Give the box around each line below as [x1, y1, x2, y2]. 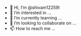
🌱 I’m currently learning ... [9, 15, 62, 20]
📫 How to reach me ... [9, 26, 55, 31]
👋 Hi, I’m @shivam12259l [9, 5, 60, 10]
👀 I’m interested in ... [9, 10, 52, 16]
